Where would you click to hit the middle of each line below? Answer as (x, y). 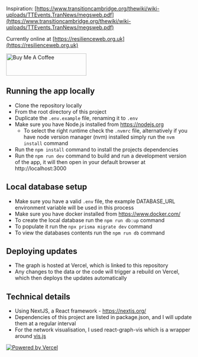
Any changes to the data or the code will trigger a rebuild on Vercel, (97, 272)
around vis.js (30, 336)
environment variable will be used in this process (74, 207)
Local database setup (47, 187)
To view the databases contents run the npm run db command (90, 233)
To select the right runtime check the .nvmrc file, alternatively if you (106, 130)
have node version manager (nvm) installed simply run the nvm (99, 137)
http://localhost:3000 (40, 168)
